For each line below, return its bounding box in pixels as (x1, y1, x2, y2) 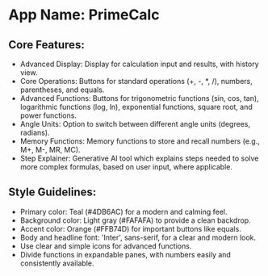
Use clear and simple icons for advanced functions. (19, 240, 192, 251)
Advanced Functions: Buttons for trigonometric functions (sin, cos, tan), (19, 94, 260, 102)
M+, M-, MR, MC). (19, 145, 81, 154)
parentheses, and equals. (19, 85, 105, 94)
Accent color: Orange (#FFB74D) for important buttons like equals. (19, 224, 242, 233)
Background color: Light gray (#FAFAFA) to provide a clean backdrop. (19, 215, 252, 225)
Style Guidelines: (8, 186, 97, 199)
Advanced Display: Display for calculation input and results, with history (19, 59, 260, 69)
